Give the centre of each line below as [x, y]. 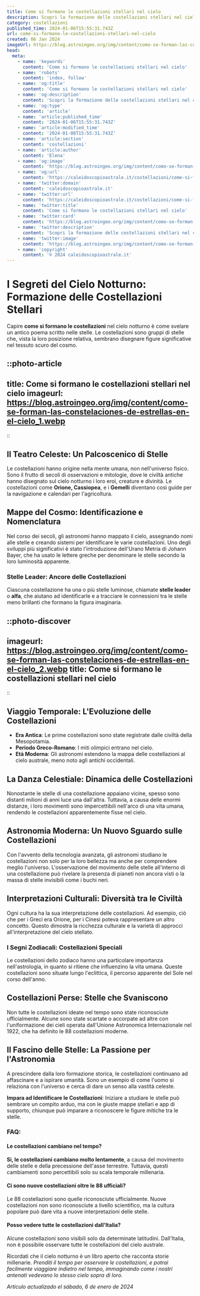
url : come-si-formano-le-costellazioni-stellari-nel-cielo [81, 34]
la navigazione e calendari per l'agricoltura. [60, 494]
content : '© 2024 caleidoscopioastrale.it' [77, 255]
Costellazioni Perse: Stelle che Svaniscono [88, 998]
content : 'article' [46, 111]
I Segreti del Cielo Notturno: [77, 285]
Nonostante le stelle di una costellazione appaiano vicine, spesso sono [93, 793]
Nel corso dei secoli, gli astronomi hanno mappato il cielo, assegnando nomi [100, 536]
